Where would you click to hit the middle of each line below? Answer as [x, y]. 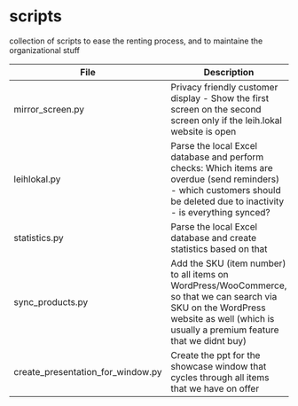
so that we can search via [224, 296]
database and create [214, 238]
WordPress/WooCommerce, [229, 285]
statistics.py [39, 238]
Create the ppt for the [216, 355]
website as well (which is [223, 318]
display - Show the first [220, 98]
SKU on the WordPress [218, 308]
